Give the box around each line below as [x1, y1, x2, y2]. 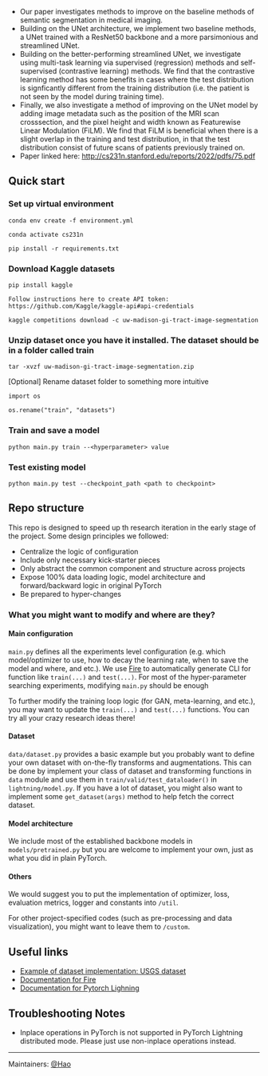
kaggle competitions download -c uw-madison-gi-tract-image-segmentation [8, 316, 259, 324]
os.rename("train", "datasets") [8, 406, 116, 414]
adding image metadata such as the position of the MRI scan [19, 109, 219, 118]
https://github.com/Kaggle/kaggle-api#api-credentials [8, 302, 195, 310]
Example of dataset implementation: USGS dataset [19, 966, 187, 976]
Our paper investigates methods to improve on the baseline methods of [19, 7, 254, 16]
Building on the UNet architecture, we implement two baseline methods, [19, 24, 257, 33]
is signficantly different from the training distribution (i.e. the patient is [19, 83, 250, 93]
